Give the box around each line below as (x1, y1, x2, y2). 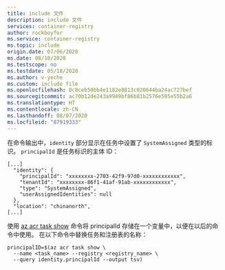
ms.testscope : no (7, 61, 57, 68)
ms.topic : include (7, 42, 60, 49)
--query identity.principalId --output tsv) (13, 256, 143, 263)
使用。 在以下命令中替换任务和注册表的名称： (19, 230, 148, 238)
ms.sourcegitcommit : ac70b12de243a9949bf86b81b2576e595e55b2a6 (7, 93, 193, 100)
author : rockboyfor (7, 29, 63, 36)
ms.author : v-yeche (7, 74, 63, 81)
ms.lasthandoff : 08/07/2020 (7, 112, 88, 119)
